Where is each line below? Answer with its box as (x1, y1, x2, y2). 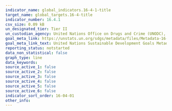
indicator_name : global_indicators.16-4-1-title (5, 7, 111, 13)
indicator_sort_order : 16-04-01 (5, 93, 74, 98)
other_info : (5, 98, 31, 103)
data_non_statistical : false (5, 50, 68, 55)
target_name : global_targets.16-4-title (5, 12, 93, 17)
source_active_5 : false (5, 83, 56, 88)
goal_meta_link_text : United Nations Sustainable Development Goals (5, 41, 155, 46)
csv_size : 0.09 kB (5, 21, 45, 27)
